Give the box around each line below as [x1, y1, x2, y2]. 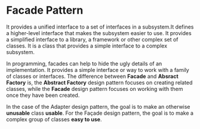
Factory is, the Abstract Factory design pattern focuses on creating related [6, 78, 193, 86]
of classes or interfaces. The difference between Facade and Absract [6, 73, 179, 80]
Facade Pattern [6, 4, 84, 17]
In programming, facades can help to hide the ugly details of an [6, 60, 162, 67]
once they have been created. [6, 92, 80, 99]
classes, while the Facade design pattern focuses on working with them [6, 85, 183, 92]
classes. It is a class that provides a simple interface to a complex [6, 42, 168, 49]
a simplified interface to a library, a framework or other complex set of [6, 36, 179, 43]
